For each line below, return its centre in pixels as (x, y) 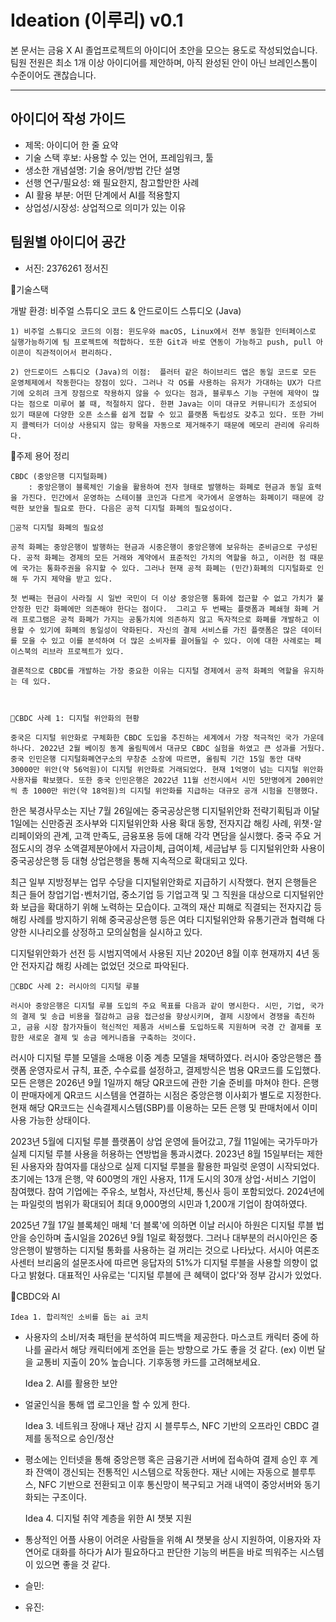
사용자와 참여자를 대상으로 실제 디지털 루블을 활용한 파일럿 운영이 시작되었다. (170, 1166)
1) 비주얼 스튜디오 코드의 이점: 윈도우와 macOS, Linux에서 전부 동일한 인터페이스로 (163, 331)
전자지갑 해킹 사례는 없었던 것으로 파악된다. (105, 965)
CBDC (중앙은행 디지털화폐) (59, 476)
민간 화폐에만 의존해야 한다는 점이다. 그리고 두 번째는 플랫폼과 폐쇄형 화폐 (171, 609)
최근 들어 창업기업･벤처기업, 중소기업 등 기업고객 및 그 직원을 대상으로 (146, 894)
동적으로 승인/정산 (79, 1438)
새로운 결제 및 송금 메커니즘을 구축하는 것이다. (112, 1037)
